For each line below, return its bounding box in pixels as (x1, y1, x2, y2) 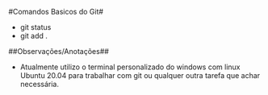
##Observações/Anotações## (8, 47, 109, 56)
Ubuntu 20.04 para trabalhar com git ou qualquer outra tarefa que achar (19, 71, 261, 80)
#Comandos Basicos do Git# (8, 7, 103, 16)
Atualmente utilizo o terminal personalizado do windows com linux (19, 62, 241, 72)
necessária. (19, 80, 59, 89)
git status (19, 23, 52, 31)
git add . (19, 31, 48, 40)
